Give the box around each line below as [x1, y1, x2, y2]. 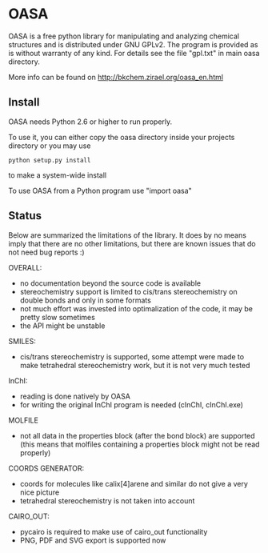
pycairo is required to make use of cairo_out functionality [19, 527, 208, 536]
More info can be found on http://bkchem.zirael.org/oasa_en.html [8, 72, 224, 82]
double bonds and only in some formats [19, 295, 152, 305]
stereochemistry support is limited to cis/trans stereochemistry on [19, 287, 238, 296]
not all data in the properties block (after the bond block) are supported [19, 431, 255, 440]
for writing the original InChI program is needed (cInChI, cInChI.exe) [19, 399, 244, 409]
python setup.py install [8, 156, 91, 164]
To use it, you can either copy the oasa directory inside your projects [8, 132, 235, 142]
